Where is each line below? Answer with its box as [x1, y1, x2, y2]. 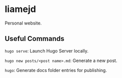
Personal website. [5, 20, 42, 26]
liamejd [5, 3, 36, 15]
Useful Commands [5, 34, 65, 43]
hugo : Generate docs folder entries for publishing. [5, 67, 107, 73]
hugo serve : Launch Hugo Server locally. [5, 47, 89, 53]
